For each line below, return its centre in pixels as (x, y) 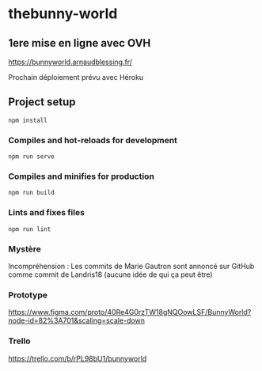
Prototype (28, 295)
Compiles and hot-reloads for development (93, 140)
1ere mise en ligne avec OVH (80, 43)
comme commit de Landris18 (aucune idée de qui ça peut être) (110, 274)
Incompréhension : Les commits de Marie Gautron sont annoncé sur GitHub (131, 266)
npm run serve (32, 157)
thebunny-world (63, 14)
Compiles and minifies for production (81, 176)
